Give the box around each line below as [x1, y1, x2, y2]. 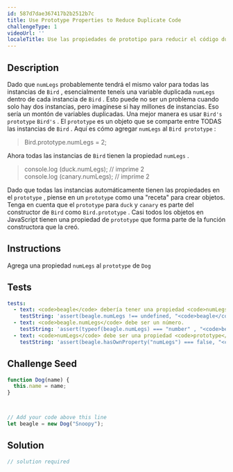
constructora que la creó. [7, 222, 80, 231]
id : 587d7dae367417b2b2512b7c [7, 10, 95, 17]
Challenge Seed [7, 358, 78, 370]
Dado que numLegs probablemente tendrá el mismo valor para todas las [7, 80, 209, 88]
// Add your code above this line [7, 414, 107, 421]
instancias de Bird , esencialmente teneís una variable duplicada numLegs [7, 88, 215, 96]
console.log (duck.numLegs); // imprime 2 [24, 165, 144, 173]
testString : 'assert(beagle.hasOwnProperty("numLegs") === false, [19, 339, 216, 345]
